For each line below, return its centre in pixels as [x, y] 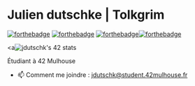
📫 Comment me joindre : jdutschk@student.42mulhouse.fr [102, 75]
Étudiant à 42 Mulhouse [42, 61]
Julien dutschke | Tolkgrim [86, 15]
